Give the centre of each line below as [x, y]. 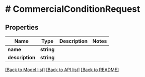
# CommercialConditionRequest [73, 9]
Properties [22, 27]
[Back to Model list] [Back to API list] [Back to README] [62, 70]
